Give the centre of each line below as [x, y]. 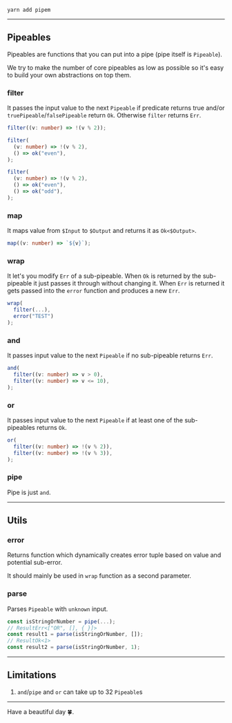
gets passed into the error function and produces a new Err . [94, 291]
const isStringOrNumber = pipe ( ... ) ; [61, 621]
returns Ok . [52, 427]
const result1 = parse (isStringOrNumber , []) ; [75, 635]
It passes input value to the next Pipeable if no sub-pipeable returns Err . [110, 355]
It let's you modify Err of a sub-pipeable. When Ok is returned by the [104, 276]
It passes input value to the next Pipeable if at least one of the [95, 420]
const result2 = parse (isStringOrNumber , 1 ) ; [74, 647]
